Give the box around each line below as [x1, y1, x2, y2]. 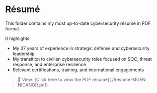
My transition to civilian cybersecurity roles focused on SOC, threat [12, 56, 152, 62]
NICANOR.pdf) [17, 82, 48, 88]
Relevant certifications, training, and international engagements [12, 67, 144, 73]
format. [5, 25, 21, 31]
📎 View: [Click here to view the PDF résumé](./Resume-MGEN [17, 76, 146, 82]
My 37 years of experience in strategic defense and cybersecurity [12, 45, 150, 51]
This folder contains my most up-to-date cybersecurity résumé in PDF [5, 20, 151, 26]
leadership [12, 51, 35, 57]
